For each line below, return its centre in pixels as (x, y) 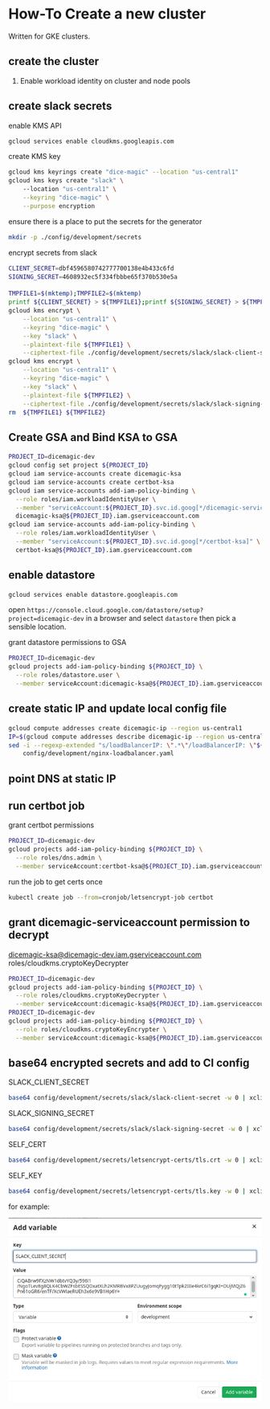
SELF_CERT (27, 1145)
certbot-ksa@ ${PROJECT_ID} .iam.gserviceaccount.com (104, 550)
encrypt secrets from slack (53, 252)
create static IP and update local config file (118, 709)
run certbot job (47, 806)
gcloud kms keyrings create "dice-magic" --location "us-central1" (124, 172)
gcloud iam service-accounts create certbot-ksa (91, 482)
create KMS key (35, 157)
